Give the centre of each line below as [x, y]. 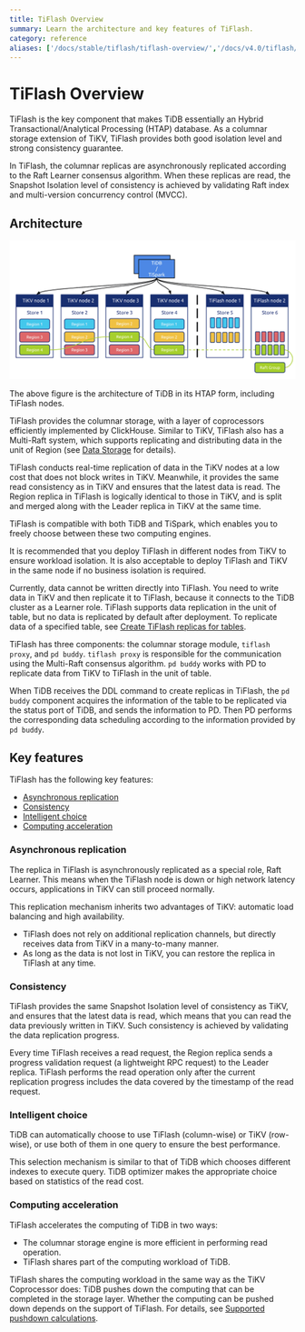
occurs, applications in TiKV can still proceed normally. [112, 889]
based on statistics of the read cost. [77, 1181]
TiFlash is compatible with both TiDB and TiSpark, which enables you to [144, 524]
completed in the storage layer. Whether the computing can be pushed [142, 1298]
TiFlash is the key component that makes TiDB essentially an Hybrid [137, 119]
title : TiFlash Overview [56, 19]
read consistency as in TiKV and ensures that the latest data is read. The [145, 486]
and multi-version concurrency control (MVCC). [98, 195]
